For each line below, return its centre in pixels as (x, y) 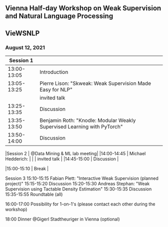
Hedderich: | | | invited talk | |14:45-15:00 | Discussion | (62, 159)
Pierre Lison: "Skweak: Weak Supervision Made (95, 83)
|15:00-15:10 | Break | (27, 169)
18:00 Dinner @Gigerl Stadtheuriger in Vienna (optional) (62, 219)
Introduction (54, 72)
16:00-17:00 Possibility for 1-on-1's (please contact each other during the (80, 204)
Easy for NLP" (56, 90)
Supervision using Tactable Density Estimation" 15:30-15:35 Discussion (78, 189)
